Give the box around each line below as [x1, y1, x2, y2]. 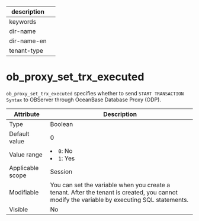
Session [50, 167, 73, 175]
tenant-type [9, 47, 43, 55]
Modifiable [9, 188, 39, 196]
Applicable [9, 164, 39, 172]
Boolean [50, 120, 73, 128]
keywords [9, 18, 37, 25]
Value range [9, 150, 43, 159]
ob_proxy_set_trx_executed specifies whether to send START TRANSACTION [6, 89, 184, 97]
